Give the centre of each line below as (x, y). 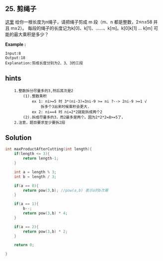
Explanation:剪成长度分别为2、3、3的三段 (44, 63)
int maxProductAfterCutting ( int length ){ (49, 149)
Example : (16, 44)
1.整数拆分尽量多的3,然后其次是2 (44, 91)
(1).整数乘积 (35, 96)
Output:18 (15, 58)
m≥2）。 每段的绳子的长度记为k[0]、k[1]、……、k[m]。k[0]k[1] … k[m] (82, 28)
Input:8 (13, 53)
